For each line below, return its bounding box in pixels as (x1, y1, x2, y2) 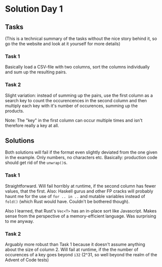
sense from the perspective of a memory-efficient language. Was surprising (5, 213, 156, 219)
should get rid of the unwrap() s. (5, 160, 68, 166)
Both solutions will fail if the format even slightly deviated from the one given (5, 149, 158, 155)
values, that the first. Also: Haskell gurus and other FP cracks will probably (5, 188, 153, 194)
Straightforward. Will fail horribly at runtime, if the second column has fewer (5, 183, 156, 189)
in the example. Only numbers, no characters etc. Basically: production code (5, 155, 158, 160)
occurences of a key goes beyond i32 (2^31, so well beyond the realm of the (5, 252, 158, 257)
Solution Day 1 (5, 3, 63, 15)
